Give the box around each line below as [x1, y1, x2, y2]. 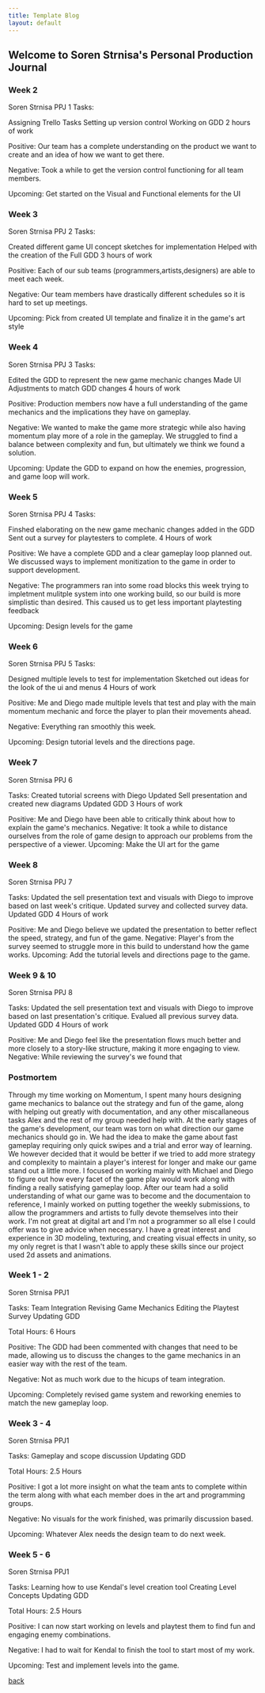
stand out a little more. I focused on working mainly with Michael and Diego [8, 1165, 254, 1175]
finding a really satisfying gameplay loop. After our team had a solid [8, 1182, 229, 1192]
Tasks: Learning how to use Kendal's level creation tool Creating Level [8, 1582, 237, 1592]
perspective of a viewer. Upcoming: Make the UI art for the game [8, 839, 220, 848]
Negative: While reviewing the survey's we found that [8, 1052, 183, 1062]
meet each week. [8, 274, 65, 284]
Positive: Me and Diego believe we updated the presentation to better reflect [8, 925, 257, 934]
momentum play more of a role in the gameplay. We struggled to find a [8, 431, 239, 440]
